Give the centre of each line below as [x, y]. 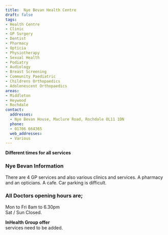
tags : [11, 19]
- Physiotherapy [22, 53]
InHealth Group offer [28, 222]
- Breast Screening [26, 72]
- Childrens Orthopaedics [33, 81]
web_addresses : [26, 133]
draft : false [19, 15]
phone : [17, 124]
